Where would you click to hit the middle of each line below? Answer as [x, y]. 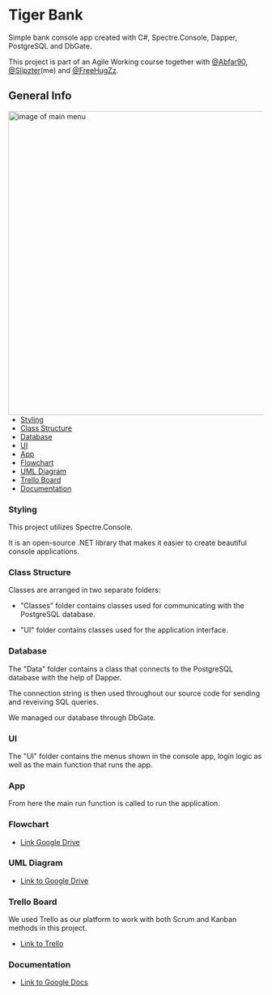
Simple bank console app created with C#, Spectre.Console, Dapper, [123, 37]
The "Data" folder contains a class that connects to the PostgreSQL [121, 669]
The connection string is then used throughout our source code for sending [134, 693]
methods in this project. [48, 928]
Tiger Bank [46, 15]
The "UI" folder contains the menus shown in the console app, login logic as [135, 756]
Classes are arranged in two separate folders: [85, 590]
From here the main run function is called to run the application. [114, 804]
